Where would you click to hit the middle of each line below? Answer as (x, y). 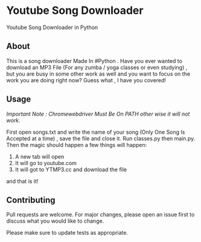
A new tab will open (40, 156)
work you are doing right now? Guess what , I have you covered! (86, 80)
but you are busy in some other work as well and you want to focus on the (98, 74)
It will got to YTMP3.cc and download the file (71, 169)
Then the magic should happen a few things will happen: (77, 145)
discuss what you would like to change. (55, 221)
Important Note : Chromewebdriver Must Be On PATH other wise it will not (98, 114)
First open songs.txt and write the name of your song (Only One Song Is (96, 132)
